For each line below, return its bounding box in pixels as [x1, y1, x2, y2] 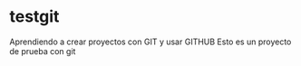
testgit [9, 6, 60, 27]
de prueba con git [9, 45, 76, 56]
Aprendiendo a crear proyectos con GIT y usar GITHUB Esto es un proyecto [9, 36, 292, 47]
